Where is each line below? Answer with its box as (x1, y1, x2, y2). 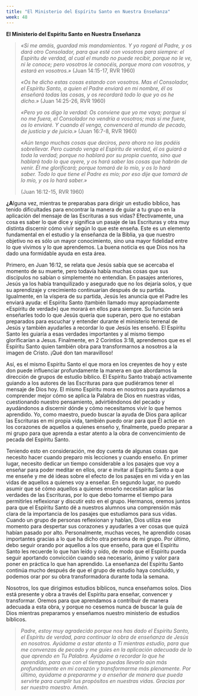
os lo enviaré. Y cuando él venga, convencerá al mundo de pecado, (20, 121, 187, 128)
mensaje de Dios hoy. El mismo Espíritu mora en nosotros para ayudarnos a (6, 385, 190, 393)
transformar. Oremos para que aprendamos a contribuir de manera (6, 597, 168, 604)
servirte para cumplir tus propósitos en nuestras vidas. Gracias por (20, 677, 185, 684)
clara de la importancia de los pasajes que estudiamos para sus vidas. (6, 510, 177, 517)
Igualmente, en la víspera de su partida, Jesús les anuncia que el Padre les (6, 292, 188, 300)
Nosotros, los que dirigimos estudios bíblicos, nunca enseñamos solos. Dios (6, 584, 192, 591)
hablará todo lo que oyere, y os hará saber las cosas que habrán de (20, 158, 188, 165)
